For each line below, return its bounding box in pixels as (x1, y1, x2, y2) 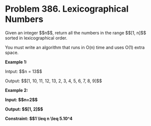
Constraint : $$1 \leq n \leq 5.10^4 (5, 115, 73, 121)
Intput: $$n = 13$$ (5, 68, 42, 74)
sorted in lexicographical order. (5, 35, 67, 41)
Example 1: (5, 59, 28, 65)
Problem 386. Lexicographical (5, 3, 129, 15)
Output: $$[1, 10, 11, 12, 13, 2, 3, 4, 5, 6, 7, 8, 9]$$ (5, 78, 102, 84)
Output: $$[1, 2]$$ (5, 106, 43, 112)
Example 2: (5, 87, 28, 93)
